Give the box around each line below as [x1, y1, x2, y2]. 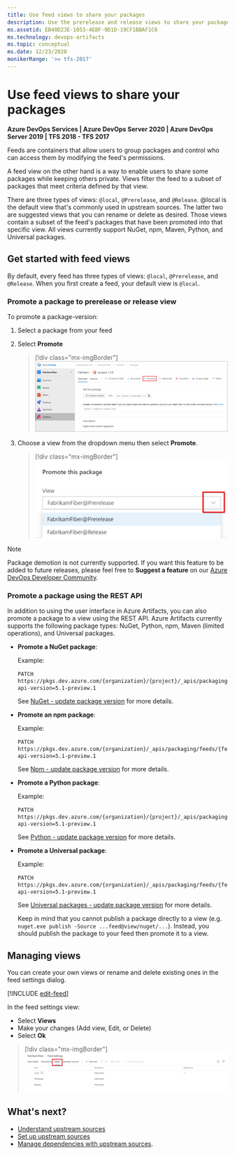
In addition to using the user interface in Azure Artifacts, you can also [7, 607, 207, 615]
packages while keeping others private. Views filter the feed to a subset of [7, 174, 222, 182]
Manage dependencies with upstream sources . [17, 1140, 154, 1148]
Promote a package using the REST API [7, 591, 143, 601]
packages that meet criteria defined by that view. [7, 182, 148, 190]
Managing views [7, 950, 81, 961]
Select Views [17, 1017, 57, 1025]
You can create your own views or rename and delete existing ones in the [7, 968, 219, 977]
